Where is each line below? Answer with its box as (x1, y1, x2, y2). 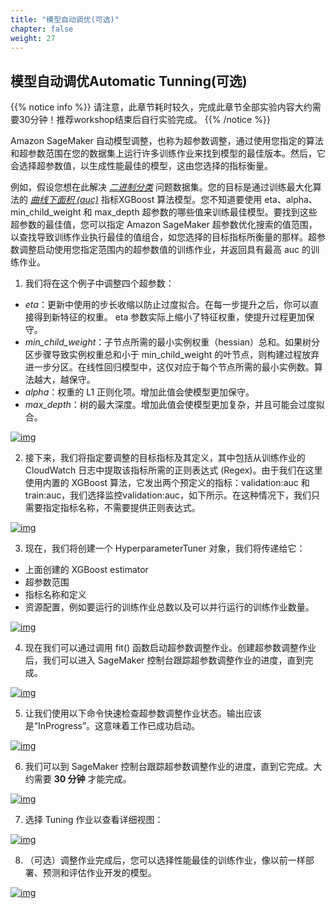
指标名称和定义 (24, 589, 87, 601)
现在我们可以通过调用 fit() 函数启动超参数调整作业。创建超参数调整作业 (24, 642, 317, 654)
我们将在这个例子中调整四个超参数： (24, 277, 175, 290)
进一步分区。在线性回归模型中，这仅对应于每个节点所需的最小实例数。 (24, 361, 315, 373)
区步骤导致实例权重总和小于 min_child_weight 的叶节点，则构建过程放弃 (24, 349, 320, 361)
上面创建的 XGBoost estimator (24, 564, 149, 576)
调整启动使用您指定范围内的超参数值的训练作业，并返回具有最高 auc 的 (18, 244, 312, 256)
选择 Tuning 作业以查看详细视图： (24, 814, 164, 826)
